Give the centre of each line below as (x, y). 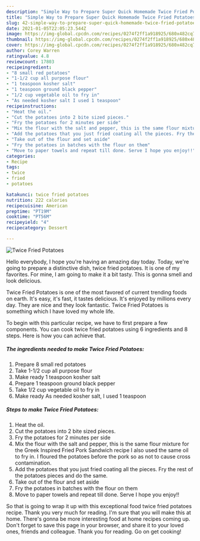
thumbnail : (20, 39)
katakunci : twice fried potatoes (48, 195)
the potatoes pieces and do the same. (61, 475)
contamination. (33, 463)
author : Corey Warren (33, 51)
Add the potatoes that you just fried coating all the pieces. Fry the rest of (104, 469)
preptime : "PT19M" (29, 211)
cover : (14, 45)
